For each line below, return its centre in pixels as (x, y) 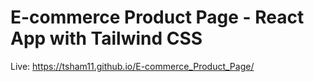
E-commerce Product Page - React (157, 17)
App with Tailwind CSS (106, 38)
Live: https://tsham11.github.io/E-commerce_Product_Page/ (132, 66)
